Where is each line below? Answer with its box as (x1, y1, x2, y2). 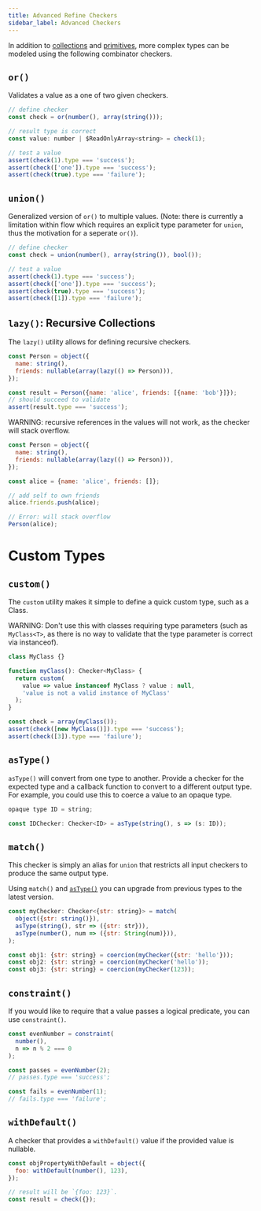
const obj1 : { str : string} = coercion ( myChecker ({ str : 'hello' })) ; (8, 951, 234, 959)
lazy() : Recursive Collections (8, 316, 156, 329)
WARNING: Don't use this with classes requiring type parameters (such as (8, 621, 248, 630)
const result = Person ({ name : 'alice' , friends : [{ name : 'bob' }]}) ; (8, 388, 237, 396)
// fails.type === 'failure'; (8, 1095, 108, 1103)
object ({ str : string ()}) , (15, 915, 101, 923)
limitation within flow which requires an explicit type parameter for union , (8, 220, 244, 229)
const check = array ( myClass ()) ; (8, 718, 118, 726)
